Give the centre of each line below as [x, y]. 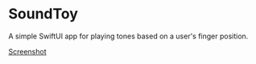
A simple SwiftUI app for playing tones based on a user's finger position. [128, 36]
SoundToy [43, 14]
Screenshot [27, 51]
